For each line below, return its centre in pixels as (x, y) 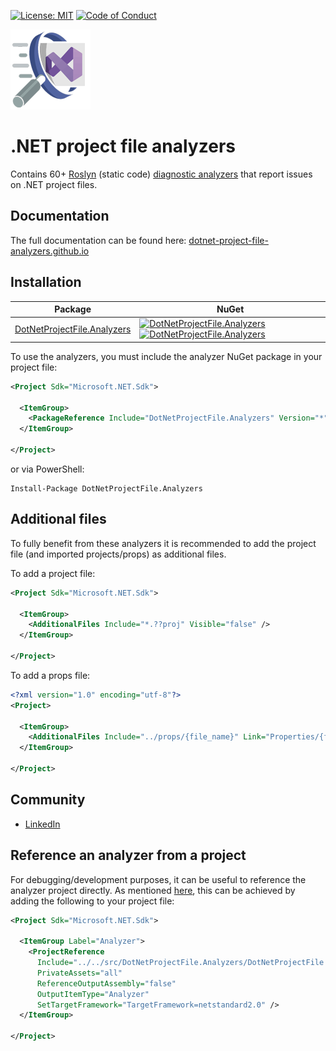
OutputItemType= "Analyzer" (93, 994)
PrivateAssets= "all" (79, 973)
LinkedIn (42, 824)
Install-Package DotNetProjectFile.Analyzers (106, 488)
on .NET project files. (54, 184)
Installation (46, 282)
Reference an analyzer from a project (128, 855)
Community (48, 800)
